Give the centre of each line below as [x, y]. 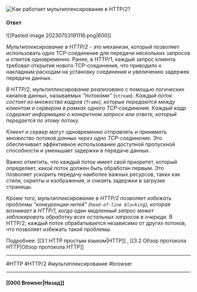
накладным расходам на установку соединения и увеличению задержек [98, 72]
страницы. [19, 187]
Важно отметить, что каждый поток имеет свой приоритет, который [92, 162]
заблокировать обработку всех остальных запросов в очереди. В [89, 217]
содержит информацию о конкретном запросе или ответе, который [91, 114]
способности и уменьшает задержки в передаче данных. [78, 151]
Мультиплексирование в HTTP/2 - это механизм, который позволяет [93, 47]
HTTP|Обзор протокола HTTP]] [45, 247]
